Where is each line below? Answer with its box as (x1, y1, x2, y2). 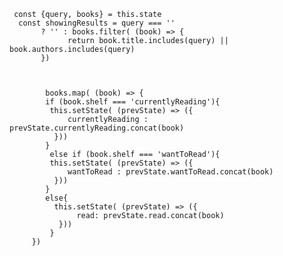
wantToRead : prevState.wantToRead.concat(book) (67, 167, 274, 177)
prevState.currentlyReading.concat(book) (9, 123, 185, 133)
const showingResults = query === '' (18, 18, 176, 28)
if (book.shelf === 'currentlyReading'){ (45, 97, 221, 107)
